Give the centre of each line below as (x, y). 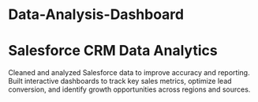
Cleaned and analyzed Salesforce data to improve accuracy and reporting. (129, 73)
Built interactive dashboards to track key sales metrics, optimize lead (120, 81)
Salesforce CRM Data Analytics (113, 51)
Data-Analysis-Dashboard (96, 15)
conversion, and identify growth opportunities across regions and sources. (129, 89)
